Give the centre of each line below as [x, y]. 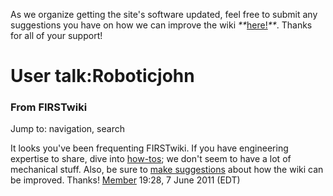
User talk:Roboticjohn [102, 76]
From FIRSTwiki [49, 107]
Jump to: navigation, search [67, 129]
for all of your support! [56, 35]
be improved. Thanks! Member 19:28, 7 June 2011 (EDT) [125, 180]
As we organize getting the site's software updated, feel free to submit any [164, 14]
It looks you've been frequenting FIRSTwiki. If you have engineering [149, 148]
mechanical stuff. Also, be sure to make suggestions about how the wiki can [167, 170]
